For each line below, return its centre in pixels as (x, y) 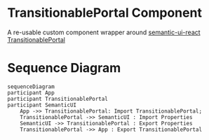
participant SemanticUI (42, 105)
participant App (31, 92)
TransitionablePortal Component (104, 13)
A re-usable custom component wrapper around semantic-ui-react (104, 32)
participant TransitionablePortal (58, 99)
